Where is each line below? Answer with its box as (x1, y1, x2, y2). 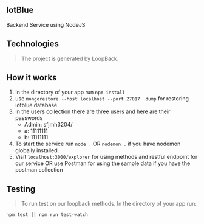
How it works (6, 72, 57, 83)
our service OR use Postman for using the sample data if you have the (15, 159, 191, 167)
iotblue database (15, 102, 58, 109)
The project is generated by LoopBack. (21, 55, 119, 62)
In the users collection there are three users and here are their (15, 108, 171, 115)
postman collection (15, 166, 64, 173)
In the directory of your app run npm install (15, 88, 126, 96)
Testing (6, 184, 36, 194)
